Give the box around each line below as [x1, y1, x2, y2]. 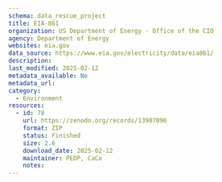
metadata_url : [8, 79, 56, 87]
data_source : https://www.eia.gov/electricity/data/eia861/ [8, 49, 215, 57]
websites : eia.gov [8, 42, 70, 50]
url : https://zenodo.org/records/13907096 [23, 117, 167, 125]
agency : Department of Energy [8, 34, 110, 43]
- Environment [15, 94, 63, 102]
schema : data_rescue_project [8, 11, 106, 20]
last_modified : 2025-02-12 [8, 64, 99, 72]
